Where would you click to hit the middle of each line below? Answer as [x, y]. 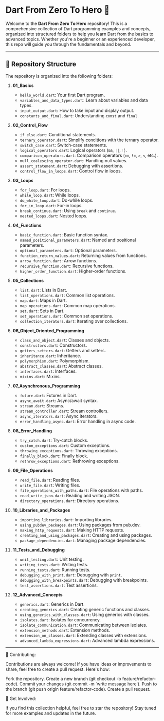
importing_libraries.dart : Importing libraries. [66, 519]
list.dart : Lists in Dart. [44, 290]
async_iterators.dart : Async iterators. [59, 416]
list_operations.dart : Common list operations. [67, 295]
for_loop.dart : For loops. [45, 190]
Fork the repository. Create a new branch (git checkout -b [63, 679]
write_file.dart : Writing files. [50, 485]
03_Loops [23, 180]
